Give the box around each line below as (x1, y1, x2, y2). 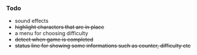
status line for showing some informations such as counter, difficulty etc (14, 42, 191, 49)
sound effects (14, 18, 49, 25)
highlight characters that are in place (14, 23, 105, 30)
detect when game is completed (14, 36, 93, 43)
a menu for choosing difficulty (14, 30, 89, 37)
